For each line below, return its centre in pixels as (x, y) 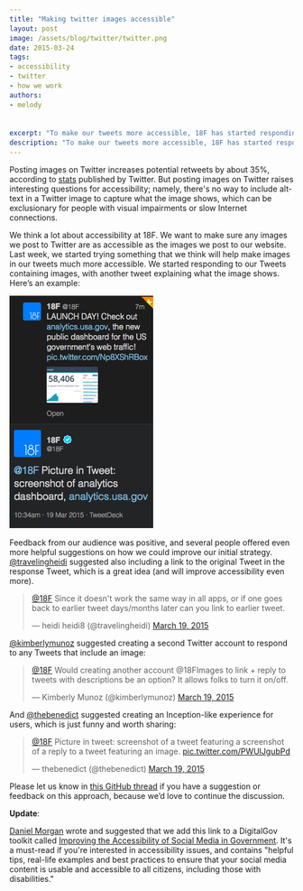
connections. (34, 218)
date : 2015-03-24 (42, 48)
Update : (25, 813)
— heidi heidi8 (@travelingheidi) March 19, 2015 (120, 626)
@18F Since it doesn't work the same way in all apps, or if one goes (157, 599)
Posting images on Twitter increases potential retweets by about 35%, (140, 170)
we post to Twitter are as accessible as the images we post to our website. (148, 245)
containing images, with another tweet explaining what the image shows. (145, 274)
